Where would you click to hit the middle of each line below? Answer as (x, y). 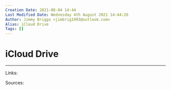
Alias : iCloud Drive (27, 24)
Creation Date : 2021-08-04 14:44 (41, 10)
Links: (11, 73)
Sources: (15, 83)
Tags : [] (15, 29)
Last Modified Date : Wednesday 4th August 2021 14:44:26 (67, 15)
